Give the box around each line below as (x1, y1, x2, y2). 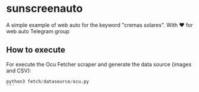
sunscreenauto (6, 2, 83, 15)
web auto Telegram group (6, 27, 70, 34)
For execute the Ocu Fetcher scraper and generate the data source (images (6, 61, 192, 68)
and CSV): (6, 67, 32, 74)
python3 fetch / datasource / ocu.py (6, 78, 89, 84)
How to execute (6, 45, 66, 55)
